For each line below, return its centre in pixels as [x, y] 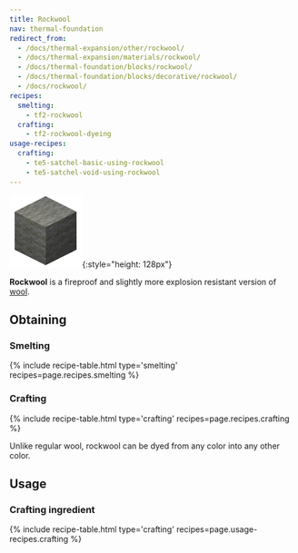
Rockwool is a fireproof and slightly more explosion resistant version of [143, 281]
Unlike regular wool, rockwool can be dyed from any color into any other [144, 446]
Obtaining [38, 320]
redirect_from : [38, 38]
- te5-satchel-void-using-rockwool [93, 173]
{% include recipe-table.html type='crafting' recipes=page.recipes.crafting [149, 419]
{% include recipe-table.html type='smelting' [94, 365]
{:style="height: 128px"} [127, 264]
